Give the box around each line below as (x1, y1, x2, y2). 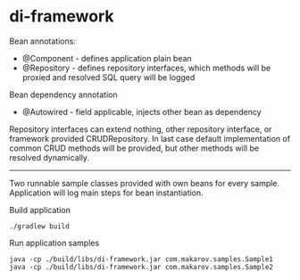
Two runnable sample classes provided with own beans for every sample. (9, 177, 279, 188)
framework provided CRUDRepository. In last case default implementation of (9, 133, 291, 144)
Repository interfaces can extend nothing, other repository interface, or (9, 123, 272, 135)
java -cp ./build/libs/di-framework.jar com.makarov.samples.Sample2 (9, 262, 274, 271)
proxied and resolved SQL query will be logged (21, 71, 196, 82)
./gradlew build (9, 221, 70, 231)
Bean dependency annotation (9, 89, 118, 100)
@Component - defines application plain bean (21, 53, 192, 63)
